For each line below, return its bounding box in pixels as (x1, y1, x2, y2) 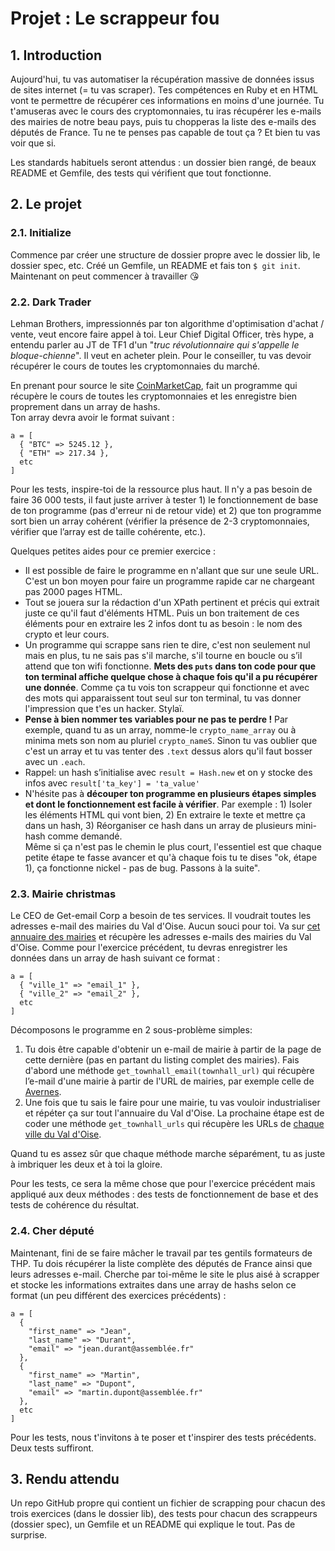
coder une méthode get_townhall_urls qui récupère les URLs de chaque (24, 1118, 325, 1130)
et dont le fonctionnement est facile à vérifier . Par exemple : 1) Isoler (24, 798, 313, 810)
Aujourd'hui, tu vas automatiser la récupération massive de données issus (10, 73, 315, 85)
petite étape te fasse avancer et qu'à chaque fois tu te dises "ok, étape (24, 851, 318, 863)
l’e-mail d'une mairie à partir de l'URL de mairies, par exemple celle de (24, 1075, 315, 1087)
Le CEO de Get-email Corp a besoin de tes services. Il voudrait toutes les (10, 910, 312, 922)
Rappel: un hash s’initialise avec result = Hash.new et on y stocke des (24, 766, 313, 778)
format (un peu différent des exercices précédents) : (10, 1289, 227, 1301)
